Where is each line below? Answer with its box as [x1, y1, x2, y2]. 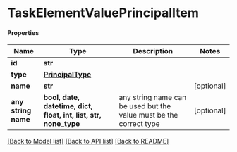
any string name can [119, 93, 187, 103]
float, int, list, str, [43, 110, 102, 120]
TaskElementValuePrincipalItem [7, 5, 200, 21]
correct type [119, 119, 160, 129]
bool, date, [43, 93, 80, 103]
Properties [7, 28, 39, 37]
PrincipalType [43, 70, 92, 80]
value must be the [119, 110, 178, 120]
